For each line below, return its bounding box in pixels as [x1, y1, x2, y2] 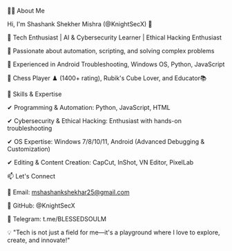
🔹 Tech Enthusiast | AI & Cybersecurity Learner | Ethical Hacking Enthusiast [7, 33, 222, 41]
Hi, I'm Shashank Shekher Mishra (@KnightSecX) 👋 [7, 20, 153, 28]
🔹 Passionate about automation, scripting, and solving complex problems [7, 47, 215, 55]
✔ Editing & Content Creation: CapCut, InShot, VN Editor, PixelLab [7, 158, 194, 166]
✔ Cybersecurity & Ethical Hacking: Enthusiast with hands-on [7, 117, 182, 124]
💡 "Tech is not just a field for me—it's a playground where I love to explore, [7, 228, 220, 236]
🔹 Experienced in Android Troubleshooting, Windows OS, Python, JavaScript [7, 60, 225, 68]
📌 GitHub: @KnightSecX [7, 201, 76, 210]
